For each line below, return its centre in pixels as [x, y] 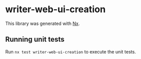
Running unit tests [35, 39]
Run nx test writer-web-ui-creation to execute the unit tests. [71, 51]
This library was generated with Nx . [43, 23]
